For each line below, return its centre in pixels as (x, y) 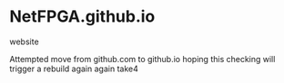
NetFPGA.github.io (82, 17)
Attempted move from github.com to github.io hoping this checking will (142, 59)
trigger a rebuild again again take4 (74, 69)
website (24, 41)
